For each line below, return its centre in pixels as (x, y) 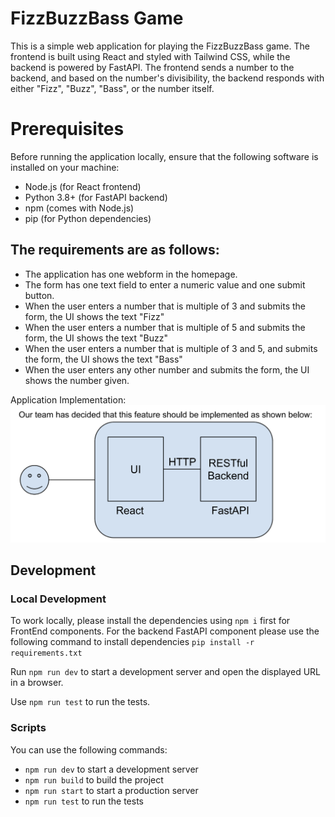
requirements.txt (46, 653)
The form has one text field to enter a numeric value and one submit (165, 284)
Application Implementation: (68, 399)
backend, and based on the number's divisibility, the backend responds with (167, 78)
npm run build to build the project (94, 779)
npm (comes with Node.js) (79, 208)
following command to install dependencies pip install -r (132, 642)
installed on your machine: (65, 167)
